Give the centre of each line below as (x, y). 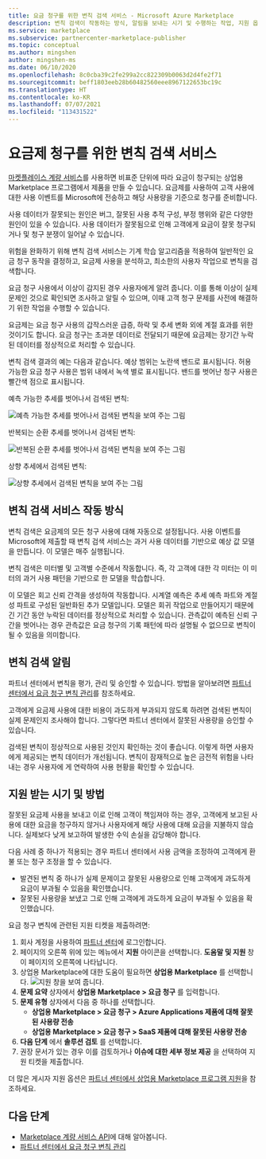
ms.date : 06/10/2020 (42, 68)
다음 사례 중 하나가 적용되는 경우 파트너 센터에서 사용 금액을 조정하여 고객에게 (128, 852)
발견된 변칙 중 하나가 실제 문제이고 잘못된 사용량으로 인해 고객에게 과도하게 (135, 879)
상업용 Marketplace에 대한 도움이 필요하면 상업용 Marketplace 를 (123, 972)
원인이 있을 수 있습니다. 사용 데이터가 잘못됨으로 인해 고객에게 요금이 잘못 (121, 224)
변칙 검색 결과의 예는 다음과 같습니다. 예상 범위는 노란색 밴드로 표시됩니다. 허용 (130, 361)
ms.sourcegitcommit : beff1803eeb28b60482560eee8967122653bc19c (115, 82)
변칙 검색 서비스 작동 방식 (66, 511)
